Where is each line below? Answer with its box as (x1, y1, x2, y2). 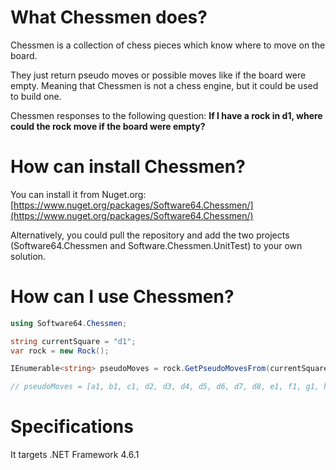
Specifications (10, 416, 134, 438)
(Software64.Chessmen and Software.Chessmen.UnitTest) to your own (10, 239, 303, 251)
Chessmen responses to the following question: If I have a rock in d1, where (10, 109, 323, 121)
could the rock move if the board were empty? (10, 120, 206, 132)
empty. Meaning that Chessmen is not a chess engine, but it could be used (10, 79, 319, 91)
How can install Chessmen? (10, 156, 246, 178)
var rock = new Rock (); (10, 346, 110, 356)
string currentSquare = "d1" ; (10, 336, 137, 346)
